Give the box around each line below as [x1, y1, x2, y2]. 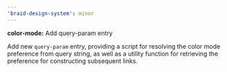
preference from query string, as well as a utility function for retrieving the [7, 49, 219, 58]
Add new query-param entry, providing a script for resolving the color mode [7, 42, 221, 50]
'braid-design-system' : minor [7, 10, 95, 17]
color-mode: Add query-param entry [7, 29, 113, 37]
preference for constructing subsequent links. [7, 56, 138, 65]
